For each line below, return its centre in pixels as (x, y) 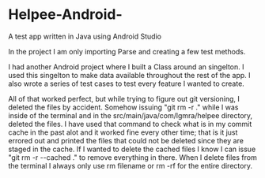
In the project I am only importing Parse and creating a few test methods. (127, 51)
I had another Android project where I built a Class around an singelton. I (126, 67)
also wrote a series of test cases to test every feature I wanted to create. (127, 83)
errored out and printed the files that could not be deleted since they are (126, 140)
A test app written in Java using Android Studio (85, 36)
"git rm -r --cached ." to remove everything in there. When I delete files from (132, 157)
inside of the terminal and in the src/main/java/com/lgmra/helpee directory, (131, 115)
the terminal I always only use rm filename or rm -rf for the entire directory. (131, 165)
